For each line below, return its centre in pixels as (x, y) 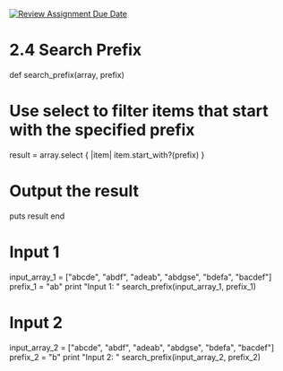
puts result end (37, 216)
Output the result (74, 191)
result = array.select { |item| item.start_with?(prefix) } (107, 155)
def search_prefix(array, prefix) (67, 74)
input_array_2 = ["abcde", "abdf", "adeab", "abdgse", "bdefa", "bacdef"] (142, 347)
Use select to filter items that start (139, 111)
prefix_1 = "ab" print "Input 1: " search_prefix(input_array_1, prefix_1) (133, 286)
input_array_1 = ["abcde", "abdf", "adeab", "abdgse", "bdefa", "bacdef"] (141, 277)
